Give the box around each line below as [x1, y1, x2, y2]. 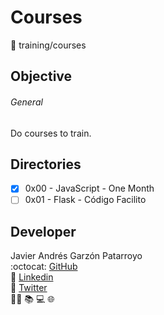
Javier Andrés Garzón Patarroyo [10, 250, 143, 262]
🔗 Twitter [10, 282, 48, 294]
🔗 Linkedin [10, 271, 54, 283]
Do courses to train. [10, 127, 92, 139]
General [10, 96, 43, 108]
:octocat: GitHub [10, 261, 78, 273]
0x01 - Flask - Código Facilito [24, 194, 147, 206]
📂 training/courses [10, 39, 87, 51]
